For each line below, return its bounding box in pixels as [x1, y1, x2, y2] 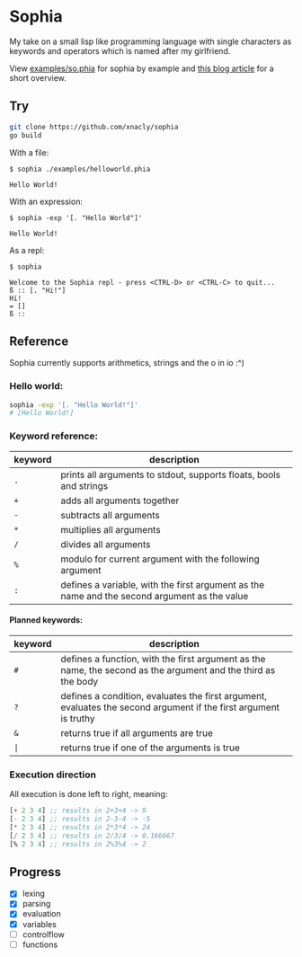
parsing [22, 899, 51, 909]
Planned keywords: [9, 615, 84, 625]
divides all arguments [60, 537, 151, 550]
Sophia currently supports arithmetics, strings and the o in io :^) [9, 358, 245, 368]
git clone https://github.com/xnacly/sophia [9, 122, 179, 131]
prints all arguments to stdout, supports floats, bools [60, 468, 281, 481]
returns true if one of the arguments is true [60, 741, 240, 754]
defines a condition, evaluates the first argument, [60, 689, 268, 702]
